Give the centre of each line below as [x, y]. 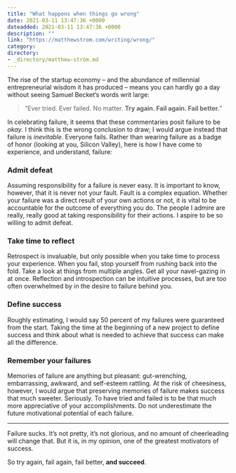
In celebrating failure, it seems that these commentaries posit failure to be [114, 122]
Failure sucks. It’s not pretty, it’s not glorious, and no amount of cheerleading [118, 433]
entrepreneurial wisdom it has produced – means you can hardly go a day [114, 87]
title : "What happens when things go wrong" [73, 14]
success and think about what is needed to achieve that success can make [116, 334]
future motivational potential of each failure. [71, 413]
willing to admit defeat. [40, 223]
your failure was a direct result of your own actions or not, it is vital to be [112, 201]
